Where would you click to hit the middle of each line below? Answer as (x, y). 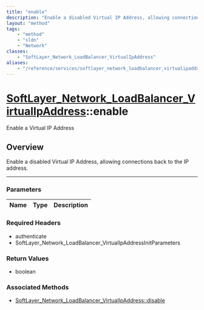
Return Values (28, 258)
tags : (13, 29)
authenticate (31, 236)
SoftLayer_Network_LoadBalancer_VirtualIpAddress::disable (90, 300)
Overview (25, 147)
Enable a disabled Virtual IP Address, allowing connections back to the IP (98, 162)
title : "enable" (27, 12)
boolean (25, 272)
